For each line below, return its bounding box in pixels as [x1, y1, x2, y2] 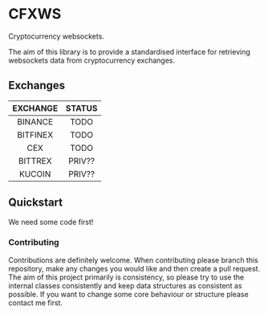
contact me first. [8, 298, 63, 308]
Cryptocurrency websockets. [8, 31, 104, 41]
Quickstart [8, 196, 63, 210]
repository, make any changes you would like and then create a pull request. [8, 263, 261, 273]
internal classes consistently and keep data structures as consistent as [8, 280, 242, 290]
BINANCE [17, 116, 54, 127]
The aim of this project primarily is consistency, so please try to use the [8, 272, 245, 282]
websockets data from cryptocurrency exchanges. [8, 55, 176, 65]
